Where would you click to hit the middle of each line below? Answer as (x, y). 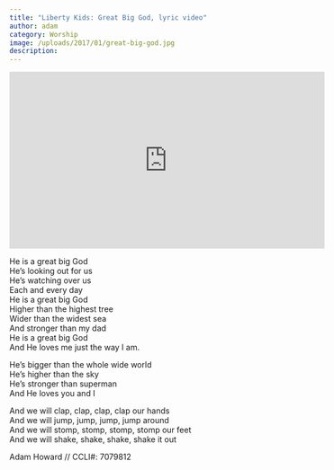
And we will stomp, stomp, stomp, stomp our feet (100, 430)
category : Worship (44, 34)
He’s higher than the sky (54, 375)
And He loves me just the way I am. (75, 348)
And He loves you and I (53, 394)
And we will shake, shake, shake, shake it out (93, 439)
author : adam (34, 26)
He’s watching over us (50, 280)
